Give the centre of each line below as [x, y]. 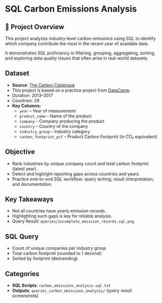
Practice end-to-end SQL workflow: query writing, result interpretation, [83, 179]
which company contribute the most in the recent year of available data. [77, 44]
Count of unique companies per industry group [59, 248]
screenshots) [25, 296]
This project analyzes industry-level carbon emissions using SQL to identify [81, 38]
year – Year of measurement [48, 111]
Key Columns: [26, 106]
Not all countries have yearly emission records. [59, 211]
